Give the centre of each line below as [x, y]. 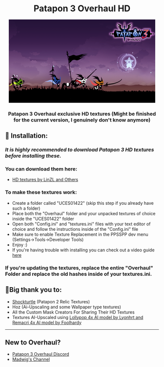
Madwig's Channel [31, 359]
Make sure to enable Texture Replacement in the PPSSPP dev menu [80, 234]
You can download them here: [41, 169]
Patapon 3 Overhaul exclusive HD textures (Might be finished [82, 114]
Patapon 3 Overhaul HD [82, 9]
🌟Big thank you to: [33, 290]
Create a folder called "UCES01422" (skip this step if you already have [83, 203]
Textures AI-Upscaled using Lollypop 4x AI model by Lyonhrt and [78, 317]
